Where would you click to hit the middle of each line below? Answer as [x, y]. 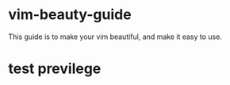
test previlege [55, 69]
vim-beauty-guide [70, 15]
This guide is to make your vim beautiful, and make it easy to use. [115, 37]
